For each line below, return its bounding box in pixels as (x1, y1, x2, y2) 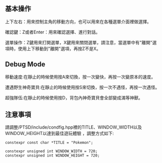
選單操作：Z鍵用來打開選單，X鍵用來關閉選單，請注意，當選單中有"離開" (5, 39, 153, 45)
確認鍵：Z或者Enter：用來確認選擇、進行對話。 (5, 29, 101, 35)
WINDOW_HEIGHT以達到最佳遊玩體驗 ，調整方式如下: (5, 131, 114, 136)
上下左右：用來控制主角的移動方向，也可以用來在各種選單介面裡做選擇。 (5, 19, 151, 25)
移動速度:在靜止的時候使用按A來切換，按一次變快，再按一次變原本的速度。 (5, 74, 156, 80)
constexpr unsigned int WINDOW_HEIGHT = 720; (5, 153, 100, 158)
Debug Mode (5, 60, 46, 69)
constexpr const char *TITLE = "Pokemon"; (5, 140, 93, 145)
